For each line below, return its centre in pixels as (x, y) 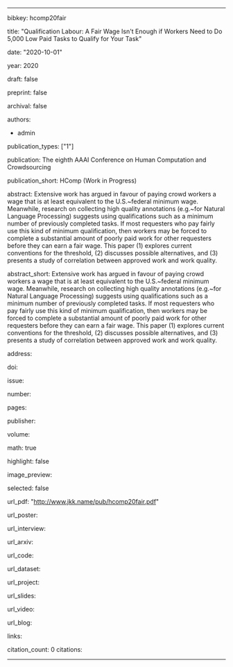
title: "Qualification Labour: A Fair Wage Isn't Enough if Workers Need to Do (115, 31)
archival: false (27, 106)
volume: (19, 434)
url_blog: (20, 623)
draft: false (23, 79)
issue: (16, 380)
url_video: (21, 609)
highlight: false (28, 461)
